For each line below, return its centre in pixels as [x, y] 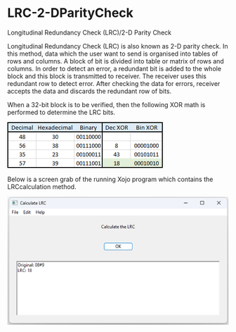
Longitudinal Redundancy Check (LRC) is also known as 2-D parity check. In [118, 46]
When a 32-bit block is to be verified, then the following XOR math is [106, 104]
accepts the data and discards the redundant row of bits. [90, 91]
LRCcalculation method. [42, 186]
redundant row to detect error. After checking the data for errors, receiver [114, 83]
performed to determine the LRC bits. [61, 112]
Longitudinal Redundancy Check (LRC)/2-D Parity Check [90, 32]
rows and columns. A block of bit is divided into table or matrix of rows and [116, 61]
